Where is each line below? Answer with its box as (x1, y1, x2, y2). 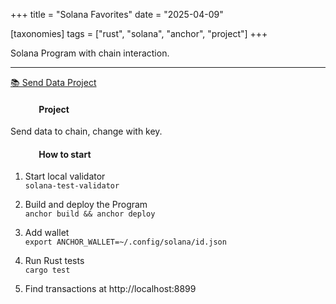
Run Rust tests (24, 255, 85, 267)
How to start (38, 148, 92, 160)
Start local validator (24, 170, 106, 183)
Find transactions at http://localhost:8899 (24, 283, 197, 295)
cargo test (24, 265, 71, 276)
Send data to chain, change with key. (10, 125, 163, 138)
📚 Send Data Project (10, 77, 97, 88)
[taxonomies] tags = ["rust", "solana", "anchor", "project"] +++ (10, 28, 268, 39)
